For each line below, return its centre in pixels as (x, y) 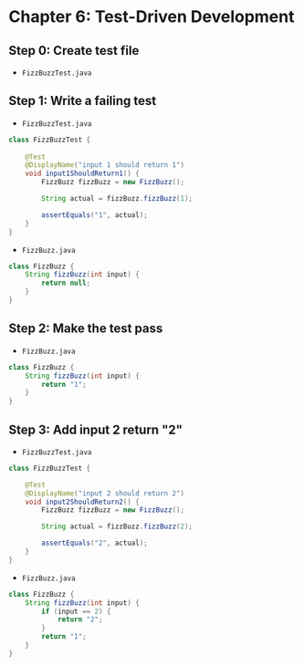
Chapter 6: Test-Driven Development (152, 17)
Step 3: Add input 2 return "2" (96, 429)
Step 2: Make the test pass (86, 329)
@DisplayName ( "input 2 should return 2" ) (105, 493)
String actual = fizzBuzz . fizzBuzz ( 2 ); (117, 526)
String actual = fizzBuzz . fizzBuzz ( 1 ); (117, 199)
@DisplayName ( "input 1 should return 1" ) (105, 165)
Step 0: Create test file (74, 51)
